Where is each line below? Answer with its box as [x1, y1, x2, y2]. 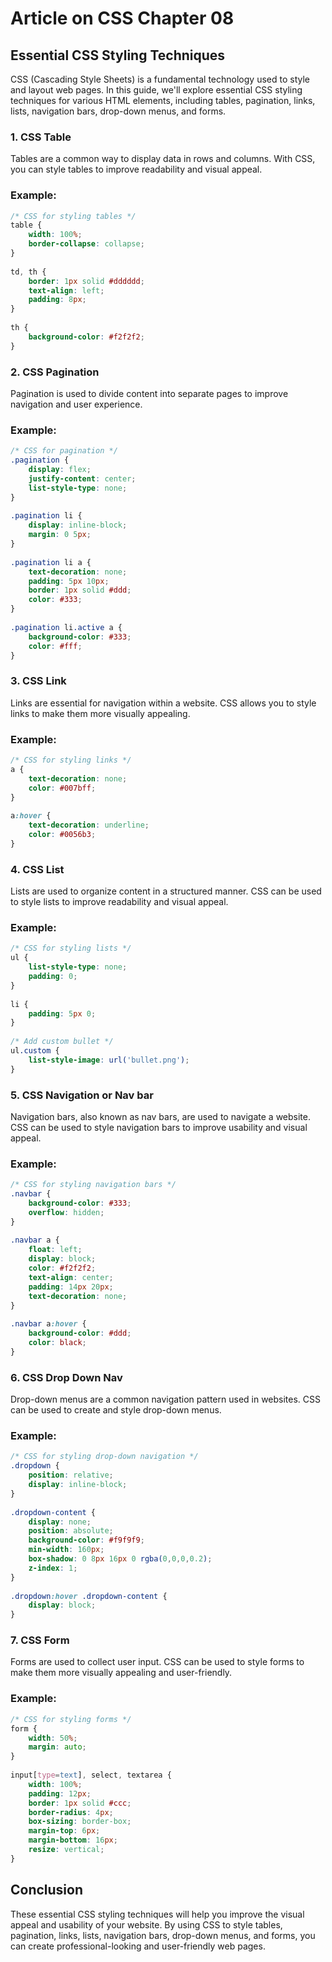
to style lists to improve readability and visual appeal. [10, 896, 229, 908]
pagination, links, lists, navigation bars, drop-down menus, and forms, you [10, 1929, 316, 1941]
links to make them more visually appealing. [10, 707, 191, 719]
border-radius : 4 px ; [28, 1807, 114, 1817]
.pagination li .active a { [10, 622, 123, 632]
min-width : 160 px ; [28, 1545, 105, 1555]
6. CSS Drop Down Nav [10, 1370, 123, 1384]
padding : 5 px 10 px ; [28, 576, 110, 586]
